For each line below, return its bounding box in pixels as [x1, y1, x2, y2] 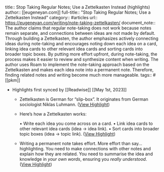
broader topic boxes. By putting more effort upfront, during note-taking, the [5, 51, 158, 57]
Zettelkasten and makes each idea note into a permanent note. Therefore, [5, 67, 154, 73]
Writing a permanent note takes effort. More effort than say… [19, 141, 142, 146]
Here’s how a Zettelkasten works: [19, 111, 87, 117]
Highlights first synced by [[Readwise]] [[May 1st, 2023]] [12, 87, 127, 92]
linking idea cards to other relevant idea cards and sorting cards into [5, 46, 143, 52]
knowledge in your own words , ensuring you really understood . [19, 156, 147, 162]
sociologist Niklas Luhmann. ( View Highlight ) [19, 102, 110, 107]
